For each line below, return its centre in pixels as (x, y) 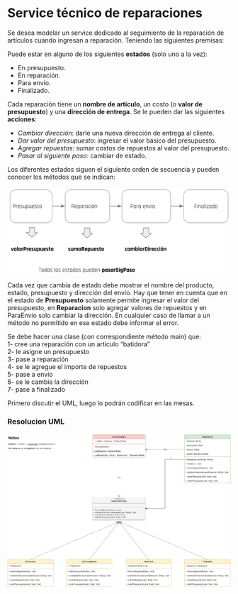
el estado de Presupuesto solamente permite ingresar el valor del (103, 300)
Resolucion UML (36, 422)
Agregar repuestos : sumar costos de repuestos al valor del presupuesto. (124, 148)
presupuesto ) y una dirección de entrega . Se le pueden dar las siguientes (116, 111)
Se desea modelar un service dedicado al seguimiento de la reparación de (116, 33)
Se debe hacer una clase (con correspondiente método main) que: (104, 336)
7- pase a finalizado (36, 389)
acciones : (22, 119)
